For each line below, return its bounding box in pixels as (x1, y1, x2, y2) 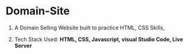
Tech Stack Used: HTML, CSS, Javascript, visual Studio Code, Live (14, 35, 184, 43)
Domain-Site (5, 4, 70, 18)
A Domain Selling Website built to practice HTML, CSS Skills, (14, 24, 165, 31)
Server (14, 42, 33, 49)
